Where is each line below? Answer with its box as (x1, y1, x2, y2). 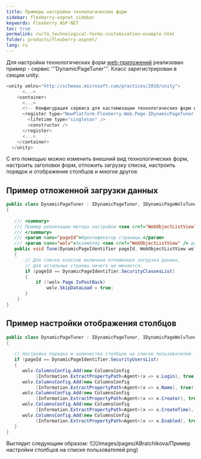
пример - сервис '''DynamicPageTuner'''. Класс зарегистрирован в (6, 65, 177, 72)
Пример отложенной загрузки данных (6, 185, 159, 196)
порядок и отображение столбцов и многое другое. (6, 168, 139, 175)
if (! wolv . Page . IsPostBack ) (35, 280, 106, 286)
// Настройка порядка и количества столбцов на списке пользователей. (14, 351, 194, 357)
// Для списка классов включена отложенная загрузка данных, (25, 257, 181, 263)
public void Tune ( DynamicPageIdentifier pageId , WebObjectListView (14, 246, 186, 252)
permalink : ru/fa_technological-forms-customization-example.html (6, 31, 175, 37)
